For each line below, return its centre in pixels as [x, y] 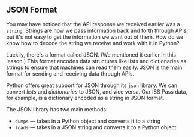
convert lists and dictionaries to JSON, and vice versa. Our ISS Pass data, [97, 91]
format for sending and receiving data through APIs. [70, 73]
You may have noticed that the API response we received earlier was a [93, 24]
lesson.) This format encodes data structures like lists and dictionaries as [96, 61]
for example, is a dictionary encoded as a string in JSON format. [85, 98]
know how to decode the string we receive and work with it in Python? [93, 43]
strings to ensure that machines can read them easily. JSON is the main [94, 67]
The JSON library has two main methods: [57, 109]
